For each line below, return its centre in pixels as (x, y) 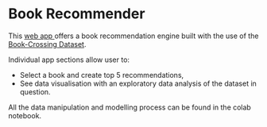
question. (35, 91)
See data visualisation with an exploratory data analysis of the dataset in (138, 83)
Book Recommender (77, 14)
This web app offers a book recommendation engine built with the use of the (133, 36)
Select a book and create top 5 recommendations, (102, 75)
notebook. (25, 115)
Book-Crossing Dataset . (47, 44)
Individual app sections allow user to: (69, 60)
